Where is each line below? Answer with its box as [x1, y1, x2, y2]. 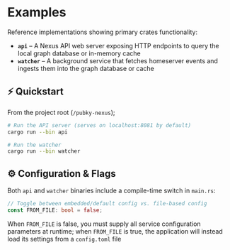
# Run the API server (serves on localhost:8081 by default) [7, 121, 192, 129]
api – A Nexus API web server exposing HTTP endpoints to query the [17, 41, 219, 50]
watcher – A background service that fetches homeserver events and [17, 56, 218, 65]
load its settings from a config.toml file [7, 234, 122, 243]
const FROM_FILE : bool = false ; [7, 207, 103, 214]
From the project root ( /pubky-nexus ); [7, 108, 115, 116]
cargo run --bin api [7, 129, 69, 136]
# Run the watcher [7, 141, 62, 148]
